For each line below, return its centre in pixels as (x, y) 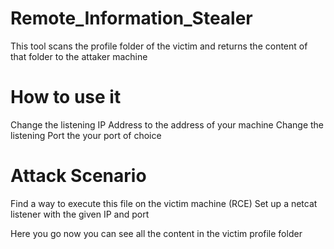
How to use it (66, 97)
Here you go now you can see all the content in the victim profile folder (156, 233)
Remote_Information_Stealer (131, 18)
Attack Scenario (78, 176)
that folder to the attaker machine (79, 56)
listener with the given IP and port (80, 214)
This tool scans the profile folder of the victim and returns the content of (159, 46)
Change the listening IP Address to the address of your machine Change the (167, 124)
